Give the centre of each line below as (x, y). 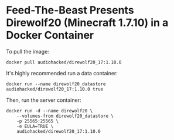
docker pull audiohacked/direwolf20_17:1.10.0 (64, 62)
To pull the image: (28, 51)
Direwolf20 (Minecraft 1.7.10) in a (87, 23)
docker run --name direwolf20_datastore (56, 84)
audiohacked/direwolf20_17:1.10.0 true (55, 89)
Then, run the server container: (44, 100)
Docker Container (50, 35)
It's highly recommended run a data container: (62, 73)
